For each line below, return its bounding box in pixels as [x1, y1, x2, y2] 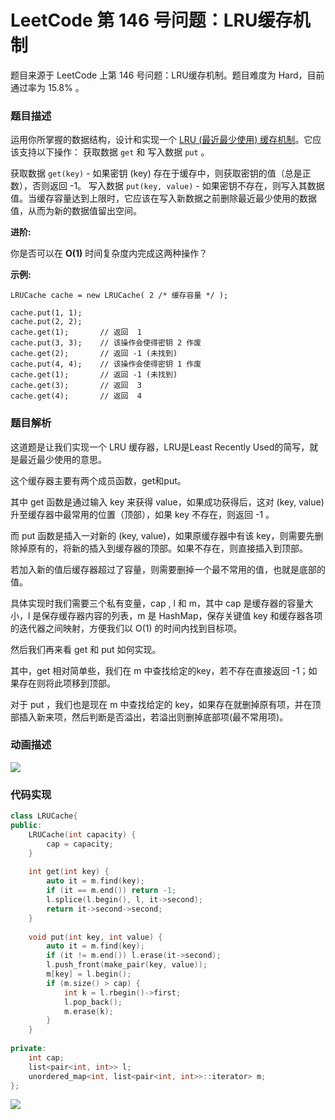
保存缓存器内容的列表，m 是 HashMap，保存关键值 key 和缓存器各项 [41, 609, 323, 621]
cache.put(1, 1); [10, 308, 83, 318]
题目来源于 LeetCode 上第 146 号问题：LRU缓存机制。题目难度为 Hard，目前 [10, 69, 325, 81]
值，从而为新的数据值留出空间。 [10, 205, 142, 217]
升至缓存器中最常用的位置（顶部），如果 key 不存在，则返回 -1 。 [10, 508, 275, 520]
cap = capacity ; [46, 839, 114, 849]
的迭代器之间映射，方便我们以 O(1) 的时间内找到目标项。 [10, 622, 243, 634]
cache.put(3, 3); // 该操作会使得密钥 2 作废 [10, 338, 202, 348]
